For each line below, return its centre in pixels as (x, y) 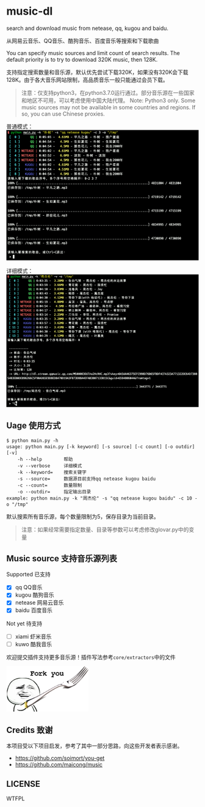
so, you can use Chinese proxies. (63, 114)
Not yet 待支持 (24, 623)
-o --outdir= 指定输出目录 (54, 492)
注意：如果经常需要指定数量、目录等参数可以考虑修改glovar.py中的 (105, 529)
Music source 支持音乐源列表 (62, 558)
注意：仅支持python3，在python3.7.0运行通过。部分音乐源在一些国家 (108, 92)
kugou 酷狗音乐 (34, 595)
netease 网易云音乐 (39, 603)
